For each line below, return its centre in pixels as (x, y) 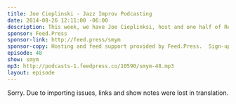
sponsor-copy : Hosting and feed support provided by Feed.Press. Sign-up (119, 46)
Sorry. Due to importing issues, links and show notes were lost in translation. (118, 93)
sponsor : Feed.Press (38, 33)
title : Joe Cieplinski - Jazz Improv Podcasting (80, 14)
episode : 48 (25, 53)
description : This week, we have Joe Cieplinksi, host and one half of (114, 27)
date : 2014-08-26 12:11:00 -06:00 (58, 20)
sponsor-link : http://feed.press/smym (64, 40)
